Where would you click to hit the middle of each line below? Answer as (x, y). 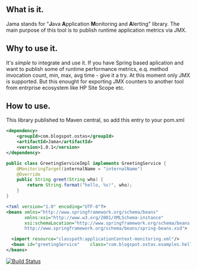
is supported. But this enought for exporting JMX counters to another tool (95, 81)
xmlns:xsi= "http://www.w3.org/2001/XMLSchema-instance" (94, 217)
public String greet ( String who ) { (60, 180)
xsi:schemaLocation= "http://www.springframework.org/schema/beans (107, 223)
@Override (29, 174)
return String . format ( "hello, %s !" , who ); (80, 185)
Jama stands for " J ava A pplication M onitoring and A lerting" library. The (93, 23)
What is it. (25, 10)
